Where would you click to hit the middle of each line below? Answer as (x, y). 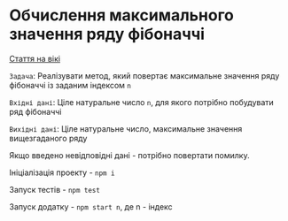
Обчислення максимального (122, 15)
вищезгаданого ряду (48, 138)
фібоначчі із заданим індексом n (70, 85)
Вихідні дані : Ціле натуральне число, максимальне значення (126, 128)
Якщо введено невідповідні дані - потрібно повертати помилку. (129, 155)
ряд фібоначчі (35, 111)
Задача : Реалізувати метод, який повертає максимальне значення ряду (144, 75)
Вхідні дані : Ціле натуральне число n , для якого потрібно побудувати (142, 102)
